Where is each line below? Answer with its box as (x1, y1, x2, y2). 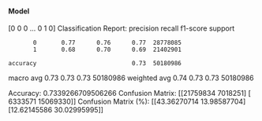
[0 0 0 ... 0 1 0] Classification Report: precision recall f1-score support (8, 24, 235, 33)
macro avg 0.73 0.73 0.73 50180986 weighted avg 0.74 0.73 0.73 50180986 (8, 73, 254, 82)
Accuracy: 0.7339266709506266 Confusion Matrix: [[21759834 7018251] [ (8, 89, 251, 98)
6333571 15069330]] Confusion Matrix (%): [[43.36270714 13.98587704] (8, 97, 246, 106)
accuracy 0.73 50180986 (8, 60, 182, 68)
